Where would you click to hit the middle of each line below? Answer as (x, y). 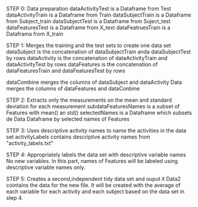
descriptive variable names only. (46, 167)
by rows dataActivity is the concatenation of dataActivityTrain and (87, 58)
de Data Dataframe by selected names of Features (68, 119)
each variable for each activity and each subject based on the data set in (95, 192)
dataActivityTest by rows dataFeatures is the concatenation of (82, 64)
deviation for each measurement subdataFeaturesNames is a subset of (93, 106)
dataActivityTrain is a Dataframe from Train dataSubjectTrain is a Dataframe (99, 15)
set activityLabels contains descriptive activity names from (78, 137)
